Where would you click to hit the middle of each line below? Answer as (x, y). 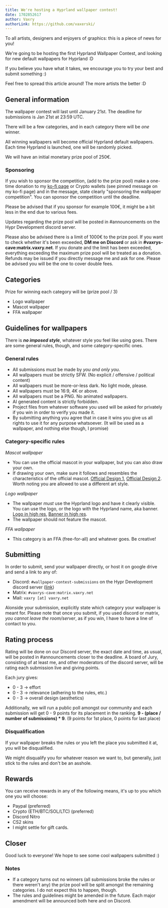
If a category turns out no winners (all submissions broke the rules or (84, 879)
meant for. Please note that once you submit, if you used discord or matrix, (82, 613)
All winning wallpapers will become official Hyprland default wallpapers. (79, 142)
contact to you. (21, 624)
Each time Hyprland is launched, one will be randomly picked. (69, 147)
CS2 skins (23, 822)
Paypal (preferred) (32, 806)
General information (37, 100)
